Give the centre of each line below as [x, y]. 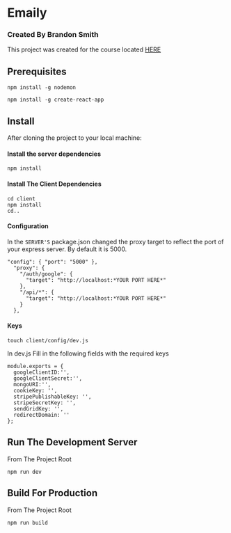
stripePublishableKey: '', [53, 397]
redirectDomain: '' [42, 415]
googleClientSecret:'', [48, 378]
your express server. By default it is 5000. [67, 249]
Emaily [27, 13]
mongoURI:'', [32, 384]
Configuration [28, 226]
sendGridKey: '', [39, 408]
